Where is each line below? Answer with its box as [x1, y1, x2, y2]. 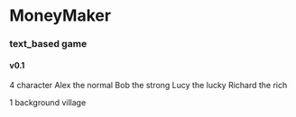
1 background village [9, 97, 87, 108]
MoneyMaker [9, 5, 111, 26]
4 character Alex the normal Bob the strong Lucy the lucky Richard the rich [9, 80, 288, 91]
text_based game [9, 38, 88, 50]
